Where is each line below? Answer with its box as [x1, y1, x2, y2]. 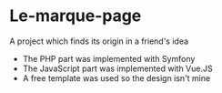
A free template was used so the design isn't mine [22, 72, 211, 83]
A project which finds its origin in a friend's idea [9, 36, 189, 46]
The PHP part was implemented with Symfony [22, 53, 196, 64]
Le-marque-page [9, 5, 142, 26]
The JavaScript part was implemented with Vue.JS [22, 63, 213, 74]
